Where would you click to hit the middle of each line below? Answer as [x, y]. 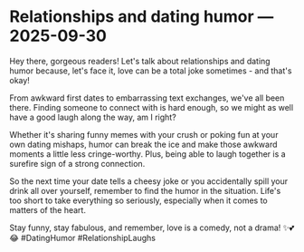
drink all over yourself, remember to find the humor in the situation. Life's [145, 190]
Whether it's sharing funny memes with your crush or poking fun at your [144, 134]
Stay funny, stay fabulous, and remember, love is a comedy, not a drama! [145, 228]
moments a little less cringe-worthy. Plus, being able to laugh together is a [148, 154]
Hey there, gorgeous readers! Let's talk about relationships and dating [140, 61]
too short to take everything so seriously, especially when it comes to [139, 200]
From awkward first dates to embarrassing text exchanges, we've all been [147, 98]
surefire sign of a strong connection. [77, 163]
